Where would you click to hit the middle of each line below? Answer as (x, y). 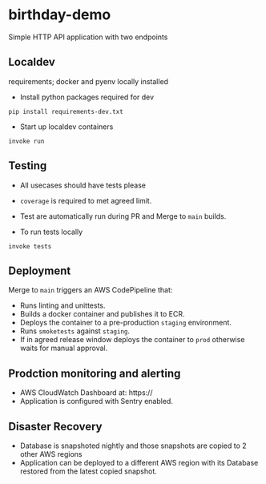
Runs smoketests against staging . (75, 331)
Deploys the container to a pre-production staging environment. (126, 323)
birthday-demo (60, 15)
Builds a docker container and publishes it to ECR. (102, 314)
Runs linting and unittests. (62, 305)
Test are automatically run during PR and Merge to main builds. (123, 216)
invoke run (26, 141)
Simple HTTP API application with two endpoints (88, 37)
